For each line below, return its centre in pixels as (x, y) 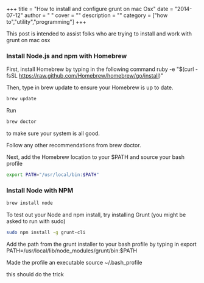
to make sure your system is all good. (53, 133)
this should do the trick (35, 274)
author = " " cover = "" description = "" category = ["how (96, 15)
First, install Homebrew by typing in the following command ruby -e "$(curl (100, 69)
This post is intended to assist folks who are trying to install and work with (99, 34)
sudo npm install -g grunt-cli (46, 233)
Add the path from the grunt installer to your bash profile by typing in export (101, 244)
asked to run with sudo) (36, 221)
